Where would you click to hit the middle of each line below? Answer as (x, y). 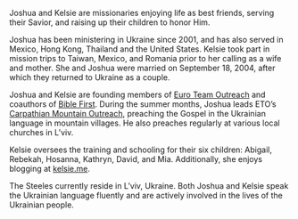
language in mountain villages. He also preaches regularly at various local (145, 123)
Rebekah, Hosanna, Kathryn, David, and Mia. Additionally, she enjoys (136, 159)
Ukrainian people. (41, 205)
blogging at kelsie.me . (50, 169)
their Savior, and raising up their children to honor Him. (110, 22)
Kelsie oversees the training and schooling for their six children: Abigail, (141, 150)
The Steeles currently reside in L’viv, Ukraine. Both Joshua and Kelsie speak (149, 186)
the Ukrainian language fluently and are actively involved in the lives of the (146, 195)
